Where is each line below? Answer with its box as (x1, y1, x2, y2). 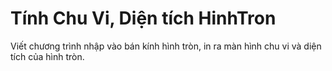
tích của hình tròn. (10, 50, 85, 62)
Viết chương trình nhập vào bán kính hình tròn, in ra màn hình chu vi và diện (10, 40, 322, 52)
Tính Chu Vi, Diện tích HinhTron (10, 7, 277, 30)
